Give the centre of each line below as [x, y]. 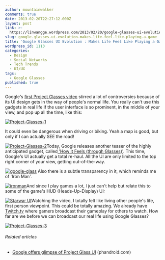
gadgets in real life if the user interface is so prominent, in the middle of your [82, 107]
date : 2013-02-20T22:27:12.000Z [38, 19]
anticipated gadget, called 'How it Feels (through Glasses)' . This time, [75, 151]
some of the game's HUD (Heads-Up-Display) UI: [55, 191]
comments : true [21, 14]
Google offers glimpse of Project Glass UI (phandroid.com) [71, 252]
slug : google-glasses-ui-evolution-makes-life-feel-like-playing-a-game [81, 37]
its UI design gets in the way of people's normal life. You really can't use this [82, 102]
